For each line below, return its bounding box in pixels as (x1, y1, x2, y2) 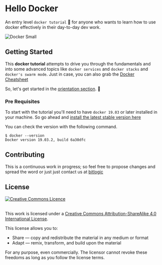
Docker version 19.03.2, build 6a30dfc (5, 138, 86, 143)
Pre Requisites (5, 98, 40, 105)
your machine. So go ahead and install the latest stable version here (5, 114, 141, 120)
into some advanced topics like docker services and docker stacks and (5, 66, 148, 72)
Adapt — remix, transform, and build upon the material (12, 240, 122, 245)
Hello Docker (5, 3, 58, 14)
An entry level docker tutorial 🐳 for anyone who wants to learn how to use (5, 19, 156, 25)
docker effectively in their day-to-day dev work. (5, 24, 101, 30)
